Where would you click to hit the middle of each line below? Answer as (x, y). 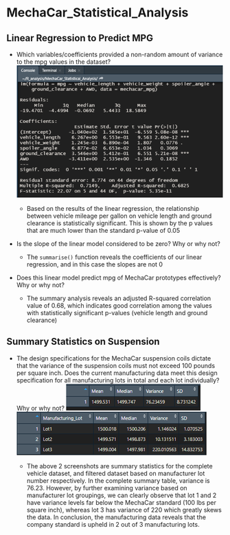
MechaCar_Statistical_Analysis (97, 13)
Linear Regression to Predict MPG (80, 38)
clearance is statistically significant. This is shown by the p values (120, 223)
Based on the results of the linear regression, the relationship (113, 208)
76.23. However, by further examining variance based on (107, 488)
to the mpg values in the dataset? (64, 62)
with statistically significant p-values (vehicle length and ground (117, 312)
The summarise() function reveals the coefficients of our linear (114, 257)
